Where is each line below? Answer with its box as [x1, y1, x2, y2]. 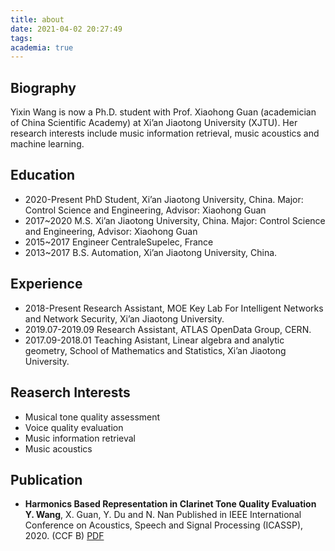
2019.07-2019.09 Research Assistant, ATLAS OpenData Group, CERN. [24, 323, 312, 335]
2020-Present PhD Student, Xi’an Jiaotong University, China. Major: [24, 193, 304, 205]
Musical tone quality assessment [24, 411, 161, 423]
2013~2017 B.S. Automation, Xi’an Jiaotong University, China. [24, 246, 278, 258]
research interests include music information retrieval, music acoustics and [10, 127, 320, 140]
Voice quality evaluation [24, 421, 124, 433]
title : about [10, 14, 65, 25]
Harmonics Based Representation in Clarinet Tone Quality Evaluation [24, 498, 317, 510]
